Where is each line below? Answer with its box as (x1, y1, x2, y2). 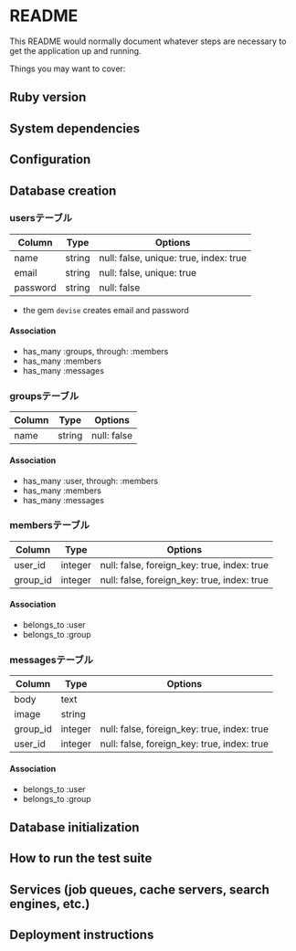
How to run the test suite (9, 851, 153, 866)
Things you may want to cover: (9, 63, 126, 74)
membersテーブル (9, 519, 90, 532)
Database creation (9, 183, 117, 198)
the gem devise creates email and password (22, 304, 189, 315)
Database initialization (9, 819, 140, 835)
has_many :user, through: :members (22, 475, 158, 486)
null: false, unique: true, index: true (99, 251, 248, 264)
